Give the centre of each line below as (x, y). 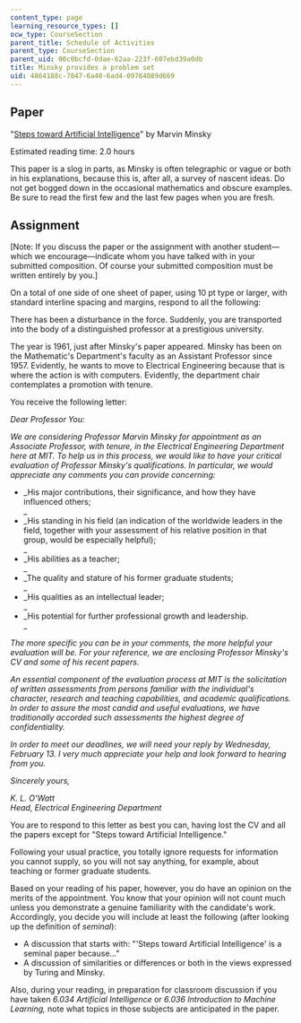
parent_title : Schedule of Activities (82, 43)
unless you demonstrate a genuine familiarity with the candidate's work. (143, 907)
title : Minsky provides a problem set (82, 68)
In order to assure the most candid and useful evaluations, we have (135, 708)
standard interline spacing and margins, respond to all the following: (136, 302)
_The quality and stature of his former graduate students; (128, 578)
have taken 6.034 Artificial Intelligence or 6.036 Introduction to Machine (143, 1000)
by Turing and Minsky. (64, 973)
